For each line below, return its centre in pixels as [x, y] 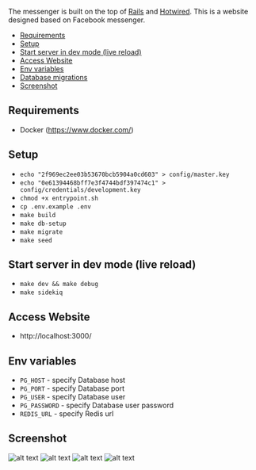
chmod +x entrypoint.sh [59, 198]
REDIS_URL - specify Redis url [67, 414]
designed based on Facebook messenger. [77, 20]
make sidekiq [41, 292]
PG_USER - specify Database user [73, 397]
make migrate [41, 232]
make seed [36, 240]
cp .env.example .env [55, 206]
